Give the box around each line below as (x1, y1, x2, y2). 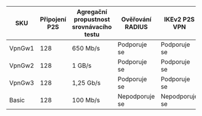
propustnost (74, 15, 110, 23)
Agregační (76, 8, 107, 16)
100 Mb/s (72, 96, 100, 104)
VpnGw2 (9, 61, 34, 70)
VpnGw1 (9, 44, 34, 52)
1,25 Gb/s (72, 79, 101, 87)
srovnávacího (72, 23, 112, 31)
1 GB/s (72, 61, 92, 70)
